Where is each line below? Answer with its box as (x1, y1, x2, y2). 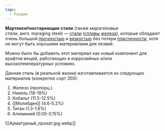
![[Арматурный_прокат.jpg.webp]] (5, 120, 76, 126)
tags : (5, 7, 16, 12)
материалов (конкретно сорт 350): (5, 75, 79, 81)
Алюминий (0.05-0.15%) (12, 110, 63, 116)
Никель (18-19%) (12, 90, 48, 96)
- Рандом (9, 12, 27, 17)
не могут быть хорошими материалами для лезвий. (5, 41, 114, 46)
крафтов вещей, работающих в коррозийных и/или (5, 55, 112, 61)
